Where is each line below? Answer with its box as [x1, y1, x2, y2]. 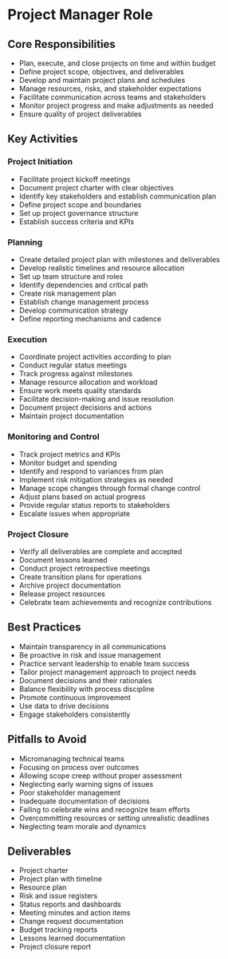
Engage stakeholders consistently [18, 709, 131, 719]
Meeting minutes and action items [18, 908, 131, 918]
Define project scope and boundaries [18, 199, 142, 209]
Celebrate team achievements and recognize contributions [18, 597, 212, 607]
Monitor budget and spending [18, 458, 117, 467]
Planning [7, 237, 43, 248]
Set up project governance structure [18, 208, 139, 218]
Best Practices [7, 620, 81, 635]
